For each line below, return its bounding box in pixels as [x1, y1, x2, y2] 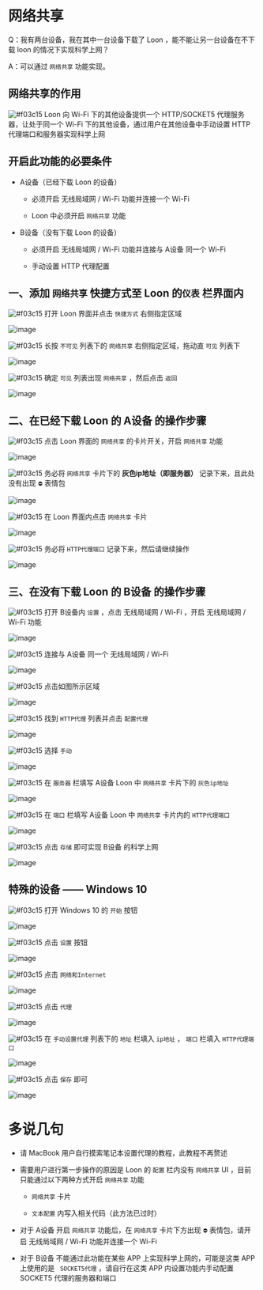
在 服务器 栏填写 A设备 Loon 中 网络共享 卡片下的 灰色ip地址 [44, 778, 229, 787]
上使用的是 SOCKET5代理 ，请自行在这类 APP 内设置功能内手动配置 [19, 1263, 235, 1273]
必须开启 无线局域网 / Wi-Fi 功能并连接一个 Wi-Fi [31, 194, 190, 203]
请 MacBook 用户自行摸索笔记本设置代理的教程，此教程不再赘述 [19, 1148, 227, 1157]
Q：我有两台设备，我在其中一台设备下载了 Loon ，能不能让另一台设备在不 [8, 35, 249, 44]
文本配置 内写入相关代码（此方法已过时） [31, 1208, 162, 1218]
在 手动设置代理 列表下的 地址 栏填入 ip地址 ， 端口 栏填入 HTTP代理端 [44, 1034, 254, 1043]
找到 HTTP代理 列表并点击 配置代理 [44, 713, 148, 723]
